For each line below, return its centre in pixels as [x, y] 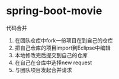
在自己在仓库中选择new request [53, 62]
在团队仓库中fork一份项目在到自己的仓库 [64, 40]
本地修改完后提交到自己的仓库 [51, 55]
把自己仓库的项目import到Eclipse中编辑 [62, 48]
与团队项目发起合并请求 [43, 70]
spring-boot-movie [54, 11]
